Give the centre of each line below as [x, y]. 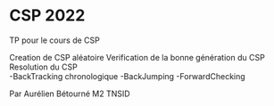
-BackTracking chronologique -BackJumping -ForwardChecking [127, 76]
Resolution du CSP [43, 67]
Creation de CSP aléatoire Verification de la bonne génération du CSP [137, 57]
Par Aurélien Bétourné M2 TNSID [70, 94]
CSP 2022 [47, 16]
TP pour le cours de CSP [54, 40]
